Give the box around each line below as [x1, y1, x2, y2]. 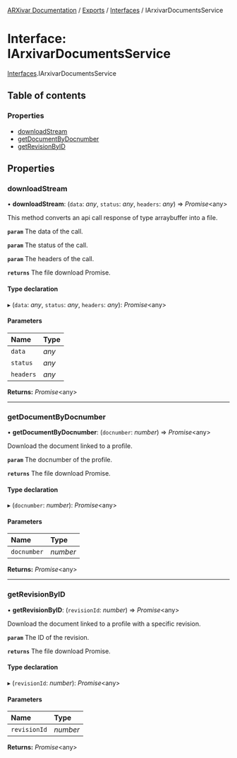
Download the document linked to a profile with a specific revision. [7, 619, 201, 628]
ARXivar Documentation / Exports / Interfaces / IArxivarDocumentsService [7, 6, 224, 14]
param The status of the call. [7, 241, 88, 250]
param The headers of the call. [7, 255, 95, 263]
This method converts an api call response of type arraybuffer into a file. [7, 214, 218, 222]
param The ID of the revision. [7, 633, 90, 641]
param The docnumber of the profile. [7, 456, 113, 464]
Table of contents [7, 90, 86, 102]
